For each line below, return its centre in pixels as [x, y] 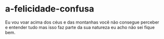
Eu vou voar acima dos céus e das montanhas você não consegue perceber [82, 22]
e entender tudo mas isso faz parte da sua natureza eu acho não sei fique [80, 27]
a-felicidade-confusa [50, 9]
